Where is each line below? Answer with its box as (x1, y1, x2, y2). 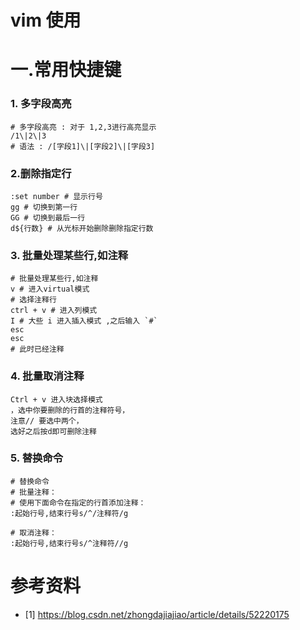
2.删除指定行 (10, 166, 72, 180)
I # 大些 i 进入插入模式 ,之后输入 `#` (10, 316, 158, 326)
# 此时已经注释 (10, 344, 65, 355)
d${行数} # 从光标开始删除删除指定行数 (10, 223, 154, 233)
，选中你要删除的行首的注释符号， (10, 405, 130, 415)
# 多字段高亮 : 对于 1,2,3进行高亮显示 (10, 122, 157, 132)
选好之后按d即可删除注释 (10, 426, 97, 436)
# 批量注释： (10, 487, 57, 497)
